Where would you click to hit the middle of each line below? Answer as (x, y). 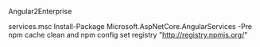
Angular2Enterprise (40, 11)
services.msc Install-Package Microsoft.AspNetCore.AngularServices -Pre (130, 26)
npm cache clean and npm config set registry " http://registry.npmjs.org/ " (128, 35)
